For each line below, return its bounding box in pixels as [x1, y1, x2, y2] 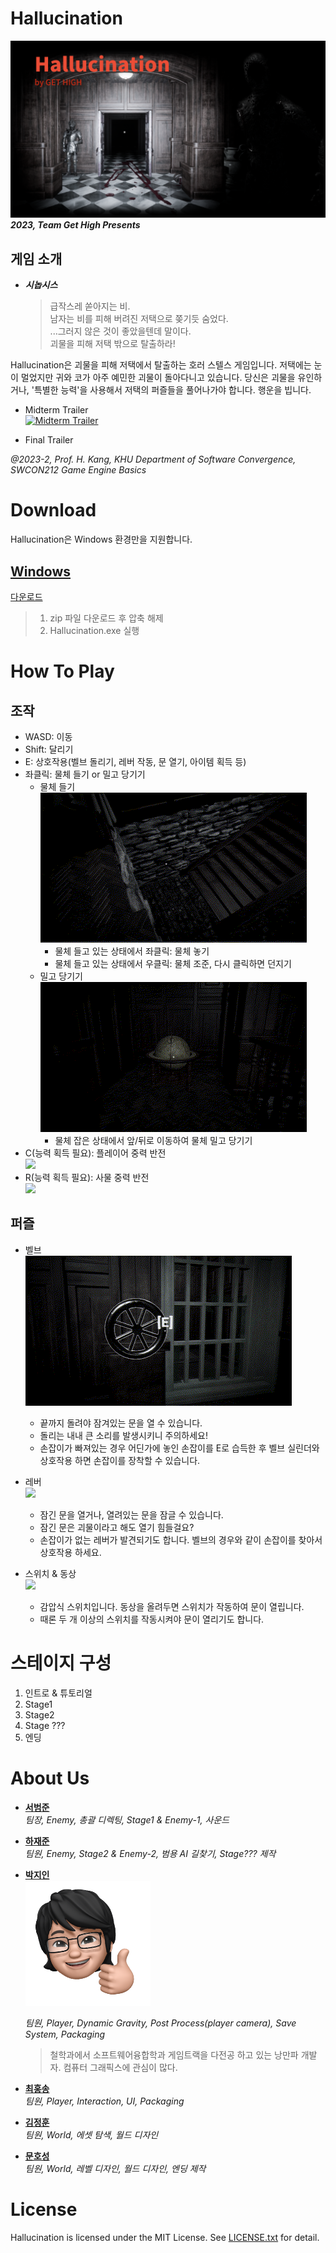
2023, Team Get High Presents [10, 219, 141, 231]
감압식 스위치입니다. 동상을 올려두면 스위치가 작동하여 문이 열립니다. [39, 1600, 305, 1612]
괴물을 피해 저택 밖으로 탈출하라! [49, 338, 176, 350]
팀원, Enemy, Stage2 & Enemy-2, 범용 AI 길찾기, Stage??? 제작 [24, 1847, 277, 1859]
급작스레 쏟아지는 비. [49, 300, 131, 312]
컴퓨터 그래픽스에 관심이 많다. [63, 2061, 178, 2073]
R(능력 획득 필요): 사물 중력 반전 [24, 1172, 150, 1183]
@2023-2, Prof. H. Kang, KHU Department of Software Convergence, [10, 453, 297, 466]
